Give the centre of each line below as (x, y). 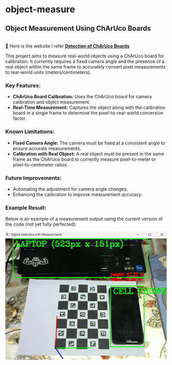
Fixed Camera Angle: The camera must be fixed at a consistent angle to (89, 143)
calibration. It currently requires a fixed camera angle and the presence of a (85, 61)
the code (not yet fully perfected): (41, 224)
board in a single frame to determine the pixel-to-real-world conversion (88, 113)
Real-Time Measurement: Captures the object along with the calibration (89, 108)
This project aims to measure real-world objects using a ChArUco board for (85, 56)
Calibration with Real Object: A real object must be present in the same (88, 154)
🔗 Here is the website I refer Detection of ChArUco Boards (67, 46)
